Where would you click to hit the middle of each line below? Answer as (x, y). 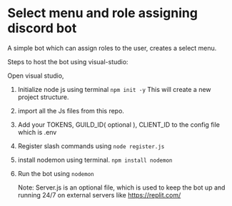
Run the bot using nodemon (56, 173)
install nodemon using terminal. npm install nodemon (95, 160)
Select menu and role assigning (103, 13)
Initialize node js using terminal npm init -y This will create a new (115, 89)
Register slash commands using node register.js (91, 146)
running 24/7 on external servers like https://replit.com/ (99, 195)
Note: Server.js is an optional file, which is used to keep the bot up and (121, 187)
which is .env (37, 132)
